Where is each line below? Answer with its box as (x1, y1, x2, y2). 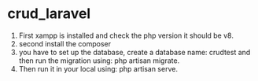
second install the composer (18, 39, 112, 48)
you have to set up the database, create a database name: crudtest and (18, 47, 251, 57)
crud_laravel (7, 5, 91, 23)
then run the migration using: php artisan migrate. (18, 56, 180, 65)
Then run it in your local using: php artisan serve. (18, 64, 179, 73)
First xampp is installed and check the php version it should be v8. (18, 31, 234, 40)
